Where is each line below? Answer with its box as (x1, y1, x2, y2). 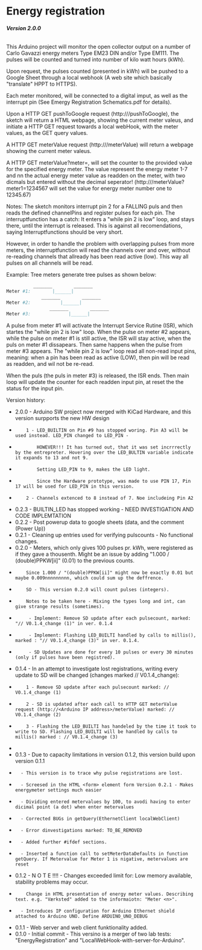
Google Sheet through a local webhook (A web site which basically (6, 74, 172, 81)
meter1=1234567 (6, 185, 48, 192)
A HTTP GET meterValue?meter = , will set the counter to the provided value (6, 159, 193, 166)
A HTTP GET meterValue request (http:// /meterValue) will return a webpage (6, 141, 194, 148)
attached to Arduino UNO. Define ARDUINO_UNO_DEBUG (14, 913, 148, 919)
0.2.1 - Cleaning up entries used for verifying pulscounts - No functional (14, 531, 194, 538)
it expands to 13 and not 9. (14, 455, 89, 461)
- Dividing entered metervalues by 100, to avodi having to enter (21, 799, 191, 805)
